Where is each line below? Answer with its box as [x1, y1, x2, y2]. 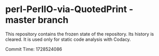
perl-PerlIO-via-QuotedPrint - [5, 4, 134, 15]
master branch [5, 14, 69, 26]
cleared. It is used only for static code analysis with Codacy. [5, 36, 131, 42]
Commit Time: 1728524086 [5, 46, 62, 52]
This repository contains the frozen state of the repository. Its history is [5, 31, 154, 37]
